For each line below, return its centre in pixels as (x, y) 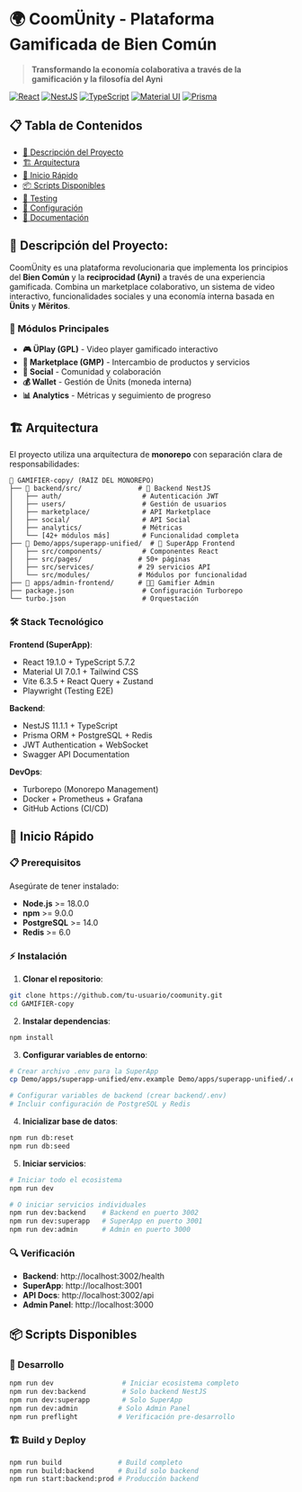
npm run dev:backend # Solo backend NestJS (108, 1391)
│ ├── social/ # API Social (100, 520)
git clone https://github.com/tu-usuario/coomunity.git (116, 995)
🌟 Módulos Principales (59, 329)
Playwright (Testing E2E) (68, 691)
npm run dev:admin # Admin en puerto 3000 (100, 1230)
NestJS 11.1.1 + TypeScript (70, 725)
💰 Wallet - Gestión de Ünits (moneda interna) (107, 382)
